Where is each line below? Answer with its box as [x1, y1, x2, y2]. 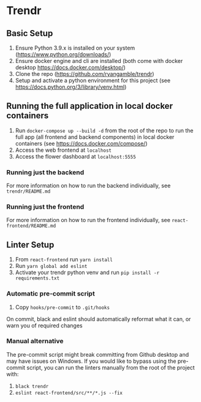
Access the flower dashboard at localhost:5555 [15, 152, 136, 160]
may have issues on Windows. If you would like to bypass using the [6, 357, 176, 365]
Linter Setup [6, 239, 55, 250]
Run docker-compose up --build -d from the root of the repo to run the [15, 127, 194, 134]
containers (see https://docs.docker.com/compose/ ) [15, 140, 148, 147]
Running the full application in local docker [6, 101, 173, 111]
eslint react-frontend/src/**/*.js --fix [15, 390, 123, 396]
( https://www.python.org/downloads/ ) [15, 51, 112, 58]
